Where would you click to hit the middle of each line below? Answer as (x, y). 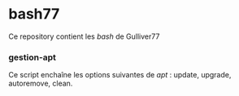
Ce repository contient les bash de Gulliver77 (84, 36)
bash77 (34, 14)
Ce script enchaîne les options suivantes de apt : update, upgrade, (120, 75)
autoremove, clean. (41, 83)
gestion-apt (33, 57)
